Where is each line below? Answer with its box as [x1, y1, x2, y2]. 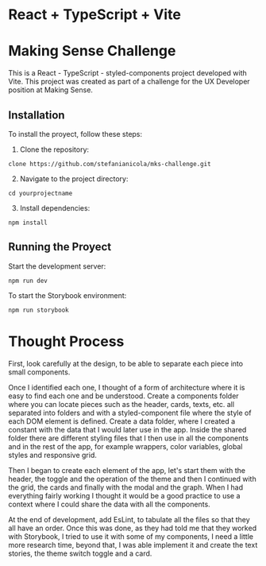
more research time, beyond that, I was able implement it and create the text [8, 540, 258, 549]
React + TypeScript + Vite [8, 6, 181, 24]
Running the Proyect [8, 240, 112, 254]
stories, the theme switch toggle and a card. [8, 549, 152, 558]
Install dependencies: [19, 203, 91, 212]
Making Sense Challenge [8, 42, 176, 60]
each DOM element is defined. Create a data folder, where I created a [8, 416, 236, 426]
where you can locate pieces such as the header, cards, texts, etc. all [8, 399, 235, 409]
